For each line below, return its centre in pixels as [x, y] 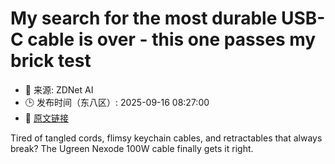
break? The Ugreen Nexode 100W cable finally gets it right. [132, 148]
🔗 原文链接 [46, 118]
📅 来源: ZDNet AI [59, 89]
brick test [51, 61]
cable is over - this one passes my [172, 39]
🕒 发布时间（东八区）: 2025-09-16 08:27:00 [117, 102]
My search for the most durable [144, 18]
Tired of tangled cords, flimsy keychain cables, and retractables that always [166, 138]
